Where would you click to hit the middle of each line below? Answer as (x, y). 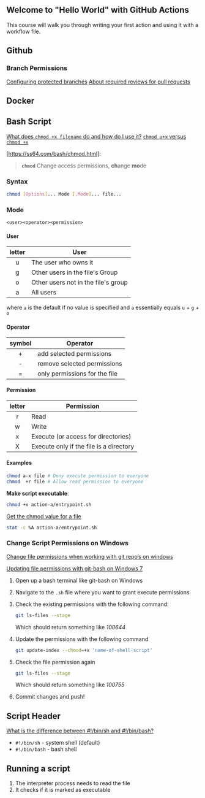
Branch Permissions (37, 68)
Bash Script (29, 122)
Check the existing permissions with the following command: (92, 604)
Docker (20, 101)
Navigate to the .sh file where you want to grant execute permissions (102, 592)
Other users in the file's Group (75, 272)
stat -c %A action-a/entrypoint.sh (52, 528)
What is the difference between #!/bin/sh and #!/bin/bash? (80, 731)
